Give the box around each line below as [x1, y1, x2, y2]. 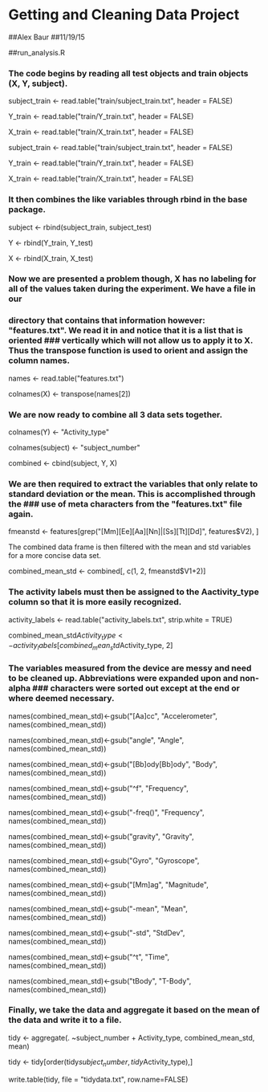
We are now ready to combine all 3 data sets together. [8, 409, 223, 420]
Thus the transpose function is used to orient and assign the [8, 345, 249, 357]
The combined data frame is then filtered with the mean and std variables [8, 542, 251, 552]
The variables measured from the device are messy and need [8, 662, 252, 674]
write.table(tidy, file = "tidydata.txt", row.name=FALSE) [8, 1074, 189, 1084]
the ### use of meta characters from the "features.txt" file [8, 498, 242, 509]
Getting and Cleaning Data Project [8, 6, 240, 24]
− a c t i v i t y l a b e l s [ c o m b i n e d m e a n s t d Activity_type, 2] [8, 641, 173, 652]
